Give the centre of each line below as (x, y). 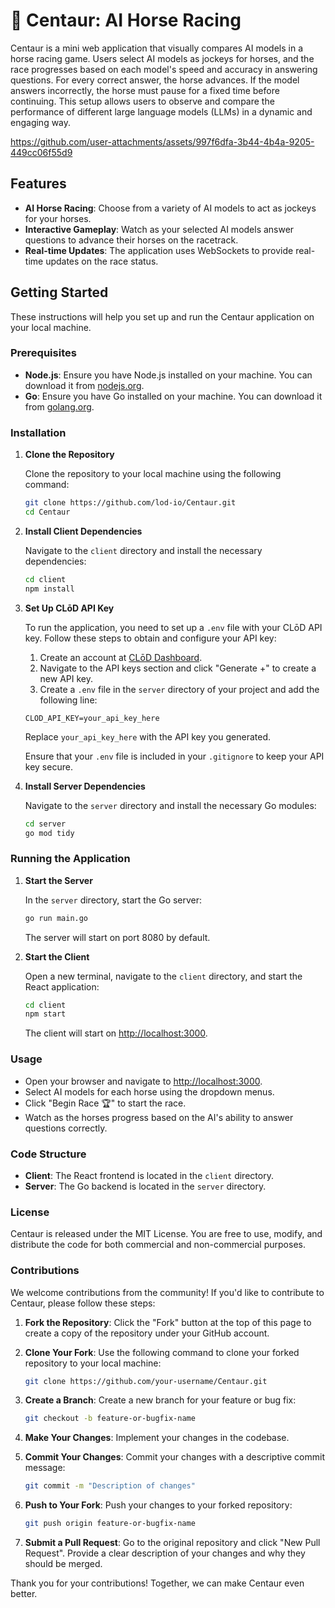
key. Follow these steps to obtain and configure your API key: (150, 638)
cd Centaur (47, 512)
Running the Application (70, 859)
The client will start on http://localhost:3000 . (116, 1033)
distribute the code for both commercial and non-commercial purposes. (158, 1245)
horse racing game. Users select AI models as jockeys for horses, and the (162, 58)
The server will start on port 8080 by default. (117, 937)
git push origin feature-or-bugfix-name (110, 1524)
